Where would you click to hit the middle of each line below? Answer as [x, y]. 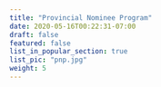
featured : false [40, 43]
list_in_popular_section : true [69, 52]
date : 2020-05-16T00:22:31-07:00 [73, 26]
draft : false [34, 34]
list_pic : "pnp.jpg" [49, 60]
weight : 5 [28, 69]
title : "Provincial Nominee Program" [81, 18]
